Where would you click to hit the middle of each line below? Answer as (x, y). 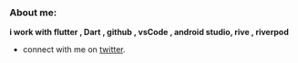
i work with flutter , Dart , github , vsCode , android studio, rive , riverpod (149, 32)
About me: (33, 13)
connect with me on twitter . (74, 49)
